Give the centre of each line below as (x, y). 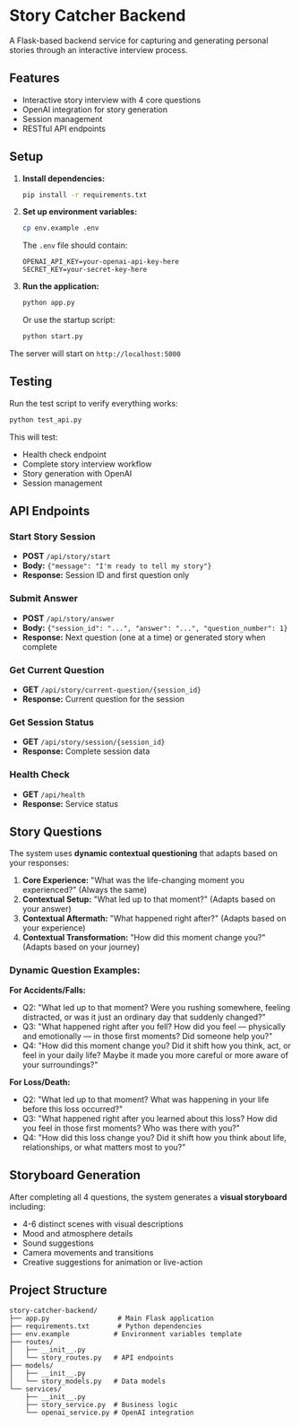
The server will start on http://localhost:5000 (95, 354)
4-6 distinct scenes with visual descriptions (103, 1224)
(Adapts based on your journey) (81, 947)
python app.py (48, 303)
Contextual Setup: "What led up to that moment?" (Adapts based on (149, 899)
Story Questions (56, 832)
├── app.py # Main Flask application (112, 1319)
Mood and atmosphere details (77, 1233)
